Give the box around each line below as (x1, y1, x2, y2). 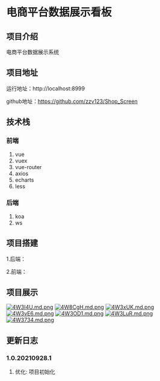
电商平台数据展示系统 (6, 49, 59, 55)
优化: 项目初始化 (14, 368, 55, 376)
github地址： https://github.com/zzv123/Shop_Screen (6, 98, 138, 105)
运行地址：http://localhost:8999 (6, 85, 85, 92)
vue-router (14, 163, 42, 170)
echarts (14, 176, 34, 184)
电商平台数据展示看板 (6, 5, 112, 19)
